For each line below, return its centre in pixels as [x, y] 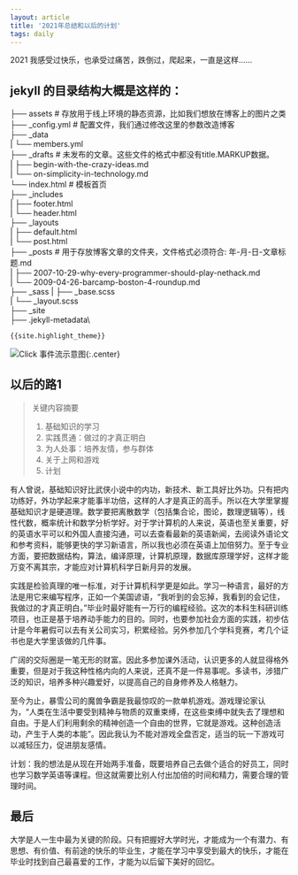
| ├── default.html [44, 232]
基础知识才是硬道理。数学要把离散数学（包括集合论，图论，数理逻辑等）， [144, 511]
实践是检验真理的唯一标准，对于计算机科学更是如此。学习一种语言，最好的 [145, 586]
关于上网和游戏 [72, 459]
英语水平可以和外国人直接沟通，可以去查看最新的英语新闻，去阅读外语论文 [153, 533]
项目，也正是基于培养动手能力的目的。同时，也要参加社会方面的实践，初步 [145, 618]
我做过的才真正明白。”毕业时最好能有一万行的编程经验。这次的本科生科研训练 [149, 608]
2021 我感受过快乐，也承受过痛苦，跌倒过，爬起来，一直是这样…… [131, 60]
